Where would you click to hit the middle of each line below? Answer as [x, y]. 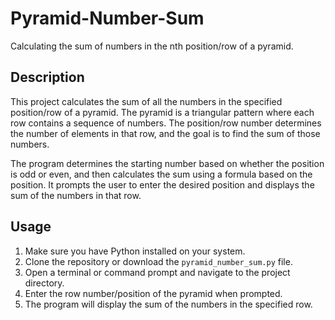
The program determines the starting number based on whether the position [167, 163]
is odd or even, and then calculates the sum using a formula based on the [161, 174]
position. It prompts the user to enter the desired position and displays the [162, 184]
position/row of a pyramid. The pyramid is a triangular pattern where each [162, 112]
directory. [44, 283]
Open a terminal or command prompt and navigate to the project [157, 272]
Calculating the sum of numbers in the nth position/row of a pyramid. [152, 46]
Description [47, 77]
